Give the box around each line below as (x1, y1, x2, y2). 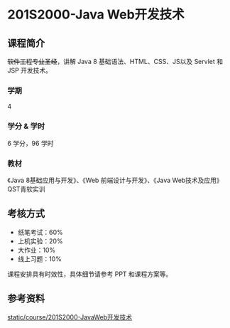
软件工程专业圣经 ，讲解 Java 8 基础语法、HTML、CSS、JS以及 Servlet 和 (7, 58, 224, 65)
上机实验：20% (17, 236, 63, 245)
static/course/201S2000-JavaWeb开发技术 (7, 312, 133, 321)
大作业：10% (17, 245, 56, 254)
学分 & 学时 (7, 122, 45, 132)
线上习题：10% (17, 254, 62, 263)
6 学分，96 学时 (7, 139, 54, 147)
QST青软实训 (7, 184, 45, 193)
